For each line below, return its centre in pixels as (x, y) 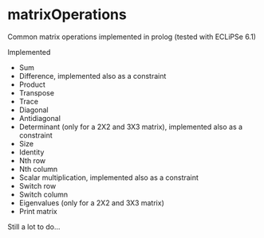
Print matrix (38, 211)
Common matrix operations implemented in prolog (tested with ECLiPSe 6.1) (132, 37)
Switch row (37, 185)
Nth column (38, 169)
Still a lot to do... (34, 226)
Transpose (37, 92)
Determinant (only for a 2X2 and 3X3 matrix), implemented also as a (131, 127)
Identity (32, 152)
